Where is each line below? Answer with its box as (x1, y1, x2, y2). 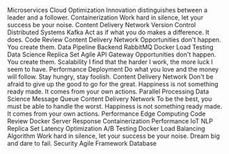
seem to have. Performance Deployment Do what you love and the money (7, 66, 219, 73)
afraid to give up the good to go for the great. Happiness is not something (7, 80, 219, 88)
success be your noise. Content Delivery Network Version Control (7, 21, 196, 29)
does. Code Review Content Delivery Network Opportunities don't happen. (7, 36, 221, 44)
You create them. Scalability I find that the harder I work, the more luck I (7, 58, 214, 66)
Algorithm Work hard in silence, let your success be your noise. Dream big (7, 132, 221, 140)
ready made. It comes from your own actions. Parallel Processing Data (7, 87, 210, 95)
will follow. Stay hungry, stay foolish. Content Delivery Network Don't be (7, 72, 214, 81)
